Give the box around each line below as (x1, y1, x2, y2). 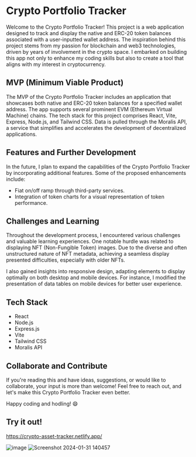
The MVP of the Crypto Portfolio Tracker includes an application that (6, 93, 171, 100)
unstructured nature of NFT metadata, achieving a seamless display (6, 250, 170, 257)
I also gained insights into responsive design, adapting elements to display (6, 268, 185, 275)
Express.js (14, 325, 40, 332)
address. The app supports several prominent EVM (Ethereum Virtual (6, 105, 173, 112)
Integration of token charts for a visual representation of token (14, 193, 165, 200)
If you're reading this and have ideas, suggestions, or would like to (6, 376, 166, 383)
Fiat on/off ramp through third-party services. (14, 187, 125, 194)
